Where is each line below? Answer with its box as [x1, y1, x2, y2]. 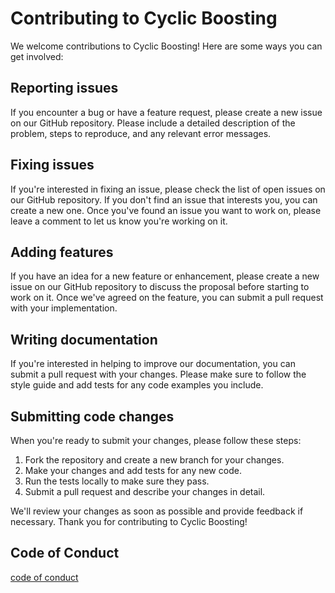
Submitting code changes [10, 408, 175, 425]
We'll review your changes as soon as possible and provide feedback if [10, 505, 304, 517]
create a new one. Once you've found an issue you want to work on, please [10, 204, 322, 216]
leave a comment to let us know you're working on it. [10, 215, 228, 227]
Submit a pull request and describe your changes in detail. [24, 486, 266, 497]
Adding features [10, 243, 114, 261]
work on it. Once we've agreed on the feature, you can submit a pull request [10, 292, 324, 304]
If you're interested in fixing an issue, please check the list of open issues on [10, 183, 326, 195]
